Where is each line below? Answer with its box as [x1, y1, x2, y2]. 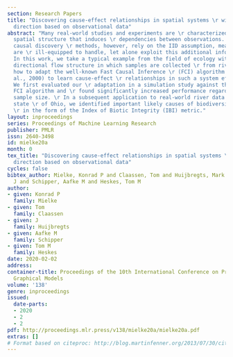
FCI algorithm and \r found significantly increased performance [13, 88, 207, 94]
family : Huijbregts [13, 223, 70, 230]
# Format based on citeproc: [7, 340, 92, 347]
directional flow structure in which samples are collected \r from [13, 62, 216, 69]
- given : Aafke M [7, 230, 58, 237]
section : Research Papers [7, 10, 82, 17]
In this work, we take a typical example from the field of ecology [13, 56, 216, 63]
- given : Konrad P [7, 191, 60, 198]
